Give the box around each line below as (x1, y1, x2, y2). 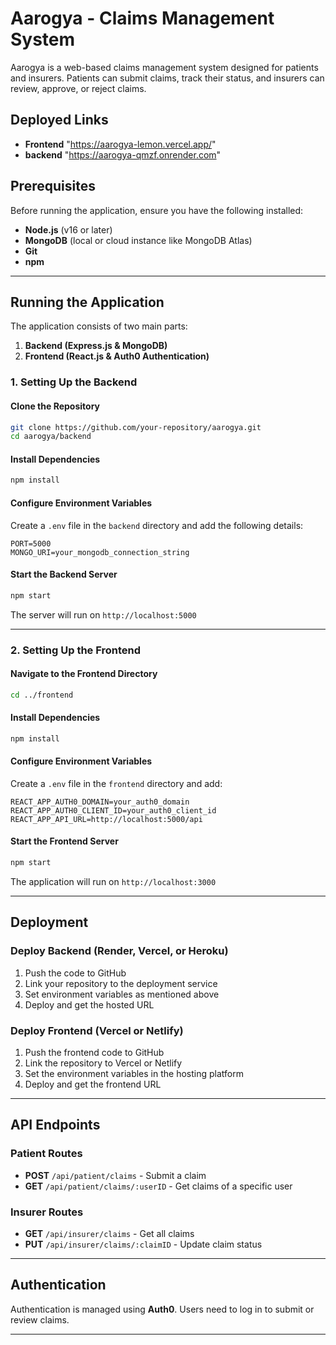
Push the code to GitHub (24, 967, 127, 979)
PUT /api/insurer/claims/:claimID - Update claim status (24, 1238, 263, 1250)
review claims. (10, 1313, 70, 1326)
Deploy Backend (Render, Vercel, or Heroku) (10, 944, 229, 958)
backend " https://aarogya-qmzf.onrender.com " (24, 148, 222, 161)
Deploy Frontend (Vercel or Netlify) (10, 1023, 184, 1037)
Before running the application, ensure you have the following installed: (10, 204, 304, 216)
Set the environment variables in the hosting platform (24, 1067, 244, 1079)
